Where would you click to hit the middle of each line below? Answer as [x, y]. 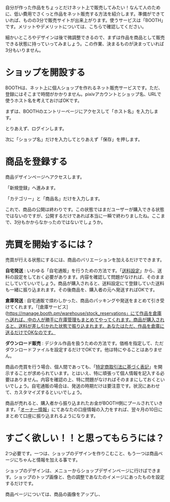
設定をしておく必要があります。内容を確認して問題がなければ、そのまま [89, 277]
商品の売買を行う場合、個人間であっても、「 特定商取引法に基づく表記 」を [82, 366]
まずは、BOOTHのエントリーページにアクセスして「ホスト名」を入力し [80, 111]
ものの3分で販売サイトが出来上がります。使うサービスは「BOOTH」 [93, 20]
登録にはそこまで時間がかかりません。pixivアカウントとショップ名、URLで [83, 94]
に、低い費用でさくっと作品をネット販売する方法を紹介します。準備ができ [83, 14]
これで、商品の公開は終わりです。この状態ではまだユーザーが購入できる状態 [85, 209]
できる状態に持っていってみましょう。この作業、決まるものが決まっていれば [85, 44]
